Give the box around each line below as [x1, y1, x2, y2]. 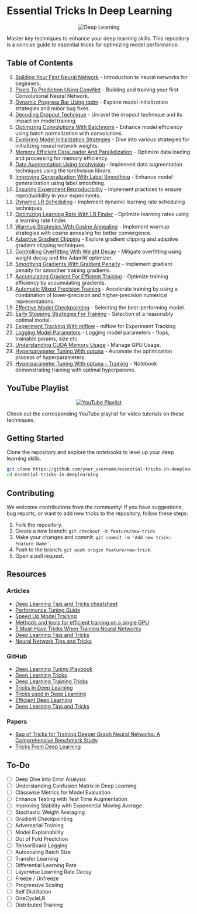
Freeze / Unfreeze [15, 875, 59, 882]
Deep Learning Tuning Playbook [15, 665, 93, 672]
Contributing [6, 488, 54, 498]
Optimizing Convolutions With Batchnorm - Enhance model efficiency [15, 123, 183, 130]
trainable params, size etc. [15, 335, 80, 342]
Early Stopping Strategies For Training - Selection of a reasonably [15, 310, 174, 317]
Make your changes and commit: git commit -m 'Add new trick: [15, 533, 172, 540]
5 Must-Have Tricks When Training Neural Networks [15, 625, 141, 632]
